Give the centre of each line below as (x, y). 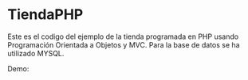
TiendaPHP (45, 15)
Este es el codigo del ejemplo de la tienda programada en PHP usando (123, 36)
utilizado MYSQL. (36, 53)
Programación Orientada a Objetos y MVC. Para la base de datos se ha (124, 44)
